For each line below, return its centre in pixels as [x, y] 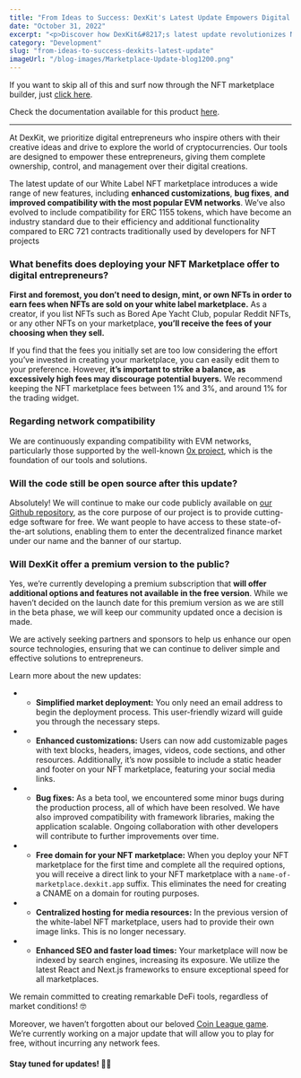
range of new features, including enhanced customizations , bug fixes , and [149, 193]
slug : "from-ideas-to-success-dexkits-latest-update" [112, 51]
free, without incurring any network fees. [85, 1043]
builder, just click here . [51, 94]
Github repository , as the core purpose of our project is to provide [131, 512]
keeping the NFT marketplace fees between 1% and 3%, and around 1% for [148, 389]
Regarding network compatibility [82, 421]
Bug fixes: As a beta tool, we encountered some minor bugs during [160, 798]
